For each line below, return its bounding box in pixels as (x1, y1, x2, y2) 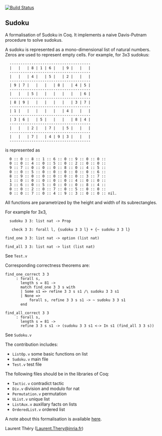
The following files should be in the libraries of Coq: (5, 371, 109, 377)
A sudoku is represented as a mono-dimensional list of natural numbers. (5, 47, 151, 52)
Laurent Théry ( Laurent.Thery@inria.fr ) (5, 425, 84, 431)
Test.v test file (12, 361, 42, 367)
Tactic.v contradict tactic (12, 380, 65, 386)
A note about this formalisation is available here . (5, 416, 102, 422)
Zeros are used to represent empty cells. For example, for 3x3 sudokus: (5, 51, 150, 57)
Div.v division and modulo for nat (12, 385, 80, 391)
